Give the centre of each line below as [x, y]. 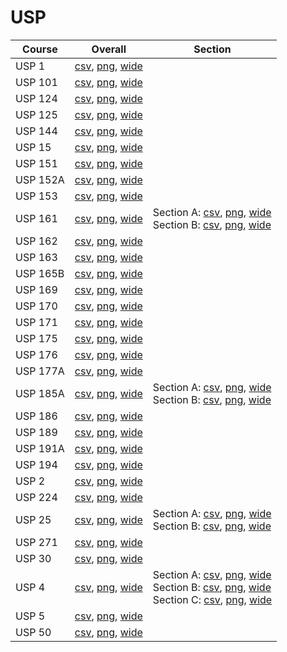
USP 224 [36, 497]
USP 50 [33, 632]
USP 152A [40, 179]
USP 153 [36, 196]
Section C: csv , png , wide [212, 599]
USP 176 [36, 354]
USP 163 [36, 257]
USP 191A [40, 448]
